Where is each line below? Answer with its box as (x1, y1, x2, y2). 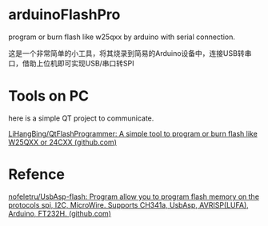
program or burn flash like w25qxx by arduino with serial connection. (8, 32, 236, 42)
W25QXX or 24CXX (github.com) (8, 137, 118, 147)
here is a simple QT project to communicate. (8, 113, 154, 123)
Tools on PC (8, 87, 90, 105)
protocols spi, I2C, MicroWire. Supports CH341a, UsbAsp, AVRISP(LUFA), (8, 200, 250, 209)
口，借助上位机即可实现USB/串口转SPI (8, 58, 134, 68)
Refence (8, 165, 66, 184)
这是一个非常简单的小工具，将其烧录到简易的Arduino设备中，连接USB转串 (8, 48, 252, 57)
